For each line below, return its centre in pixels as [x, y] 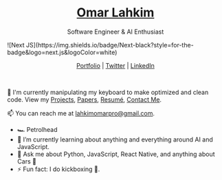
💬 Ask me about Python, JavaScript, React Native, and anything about [116, 154]
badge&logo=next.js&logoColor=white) [62, 52]
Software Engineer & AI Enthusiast [115, 32]
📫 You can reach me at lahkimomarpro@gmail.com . [81, 113]
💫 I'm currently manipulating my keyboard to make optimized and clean [108, 92]
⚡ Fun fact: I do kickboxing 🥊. [58, 169]
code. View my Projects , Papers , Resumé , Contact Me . [85, 99]
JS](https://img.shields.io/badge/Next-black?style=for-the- [110, 45]
